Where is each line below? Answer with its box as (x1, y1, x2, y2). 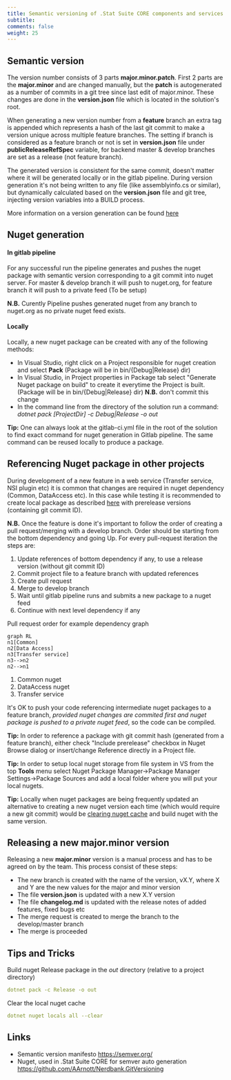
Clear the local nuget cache (7, 999, 86, 1007)
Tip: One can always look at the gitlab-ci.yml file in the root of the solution (7, 423, 218, 431)
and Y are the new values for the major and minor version (17, 883, 181, 892)
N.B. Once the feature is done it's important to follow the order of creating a (7, 519, 223, 528)
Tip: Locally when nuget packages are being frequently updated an (7, 794, 199, 803)
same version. (7, 817, 48, 825)
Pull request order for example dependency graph (7, 620, 150, 628)
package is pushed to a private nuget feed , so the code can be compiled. (7, 718, 216, 726)
